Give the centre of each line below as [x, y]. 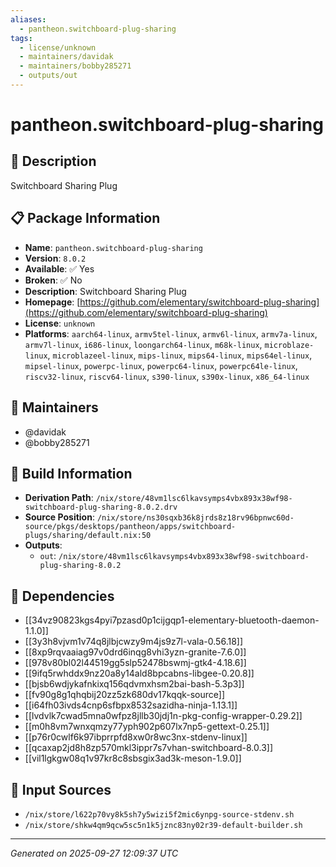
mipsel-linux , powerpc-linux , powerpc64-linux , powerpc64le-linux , [161, 365]
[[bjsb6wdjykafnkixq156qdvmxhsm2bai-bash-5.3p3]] [134, 684]
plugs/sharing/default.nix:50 [88, 536]
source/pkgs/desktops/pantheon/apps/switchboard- [130, 527]
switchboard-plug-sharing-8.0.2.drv [101, 507]
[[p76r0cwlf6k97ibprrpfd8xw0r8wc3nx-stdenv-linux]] [136, 737]
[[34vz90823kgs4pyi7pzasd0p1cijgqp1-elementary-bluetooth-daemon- [172, 620]
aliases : [28, 19]
